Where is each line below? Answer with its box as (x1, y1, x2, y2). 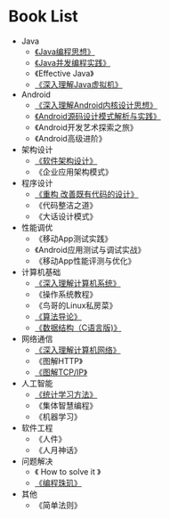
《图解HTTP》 (34, 355, 84, 366)
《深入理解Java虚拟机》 (34, 78, 123, 90)
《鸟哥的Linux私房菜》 (34, 300, 117, 311)
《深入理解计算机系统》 (34, 278, 121, 288)
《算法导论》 (34, 311, 82, 321)
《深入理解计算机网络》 (34, 345, 121, 355)
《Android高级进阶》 (34, 133, 107, 143)
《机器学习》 (34, 411, 82, 422)
